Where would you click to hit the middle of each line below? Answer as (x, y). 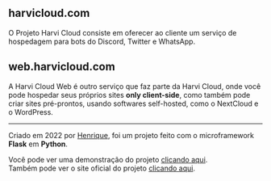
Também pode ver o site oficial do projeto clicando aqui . (102, 168)
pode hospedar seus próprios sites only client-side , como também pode (129, 95)
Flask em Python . (38, 144)
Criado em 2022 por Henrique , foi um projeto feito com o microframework (131, 135)
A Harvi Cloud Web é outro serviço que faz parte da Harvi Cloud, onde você (135, 86)
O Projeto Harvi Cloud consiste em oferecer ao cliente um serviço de (123, 32)
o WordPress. (31, 112)
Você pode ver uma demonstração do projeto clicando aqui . (108, 159)
